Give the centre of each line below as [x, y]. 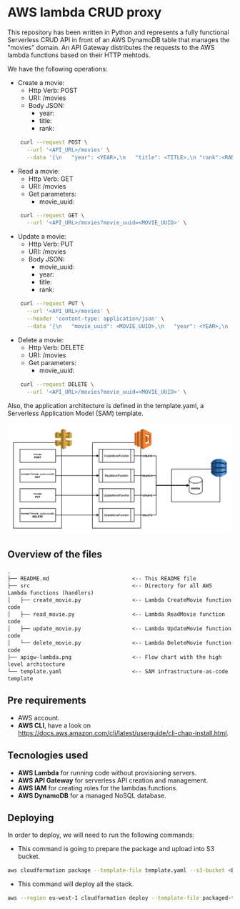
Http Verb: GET [51, 179]
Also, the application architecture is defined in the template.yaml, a [106, 405]
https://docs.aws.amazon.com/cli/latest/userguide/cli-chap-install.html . [123, 732]
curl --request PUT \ [52, 304]
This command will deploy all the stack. [76, 884]
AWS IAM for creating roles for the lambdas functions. [98, 788]
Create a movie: [41, 82]
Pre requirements [47, 701]
